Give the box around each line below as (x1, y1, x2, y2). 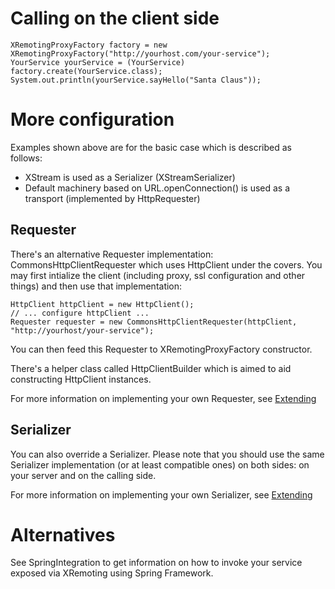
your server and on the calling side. (10, 469, 157, 481)
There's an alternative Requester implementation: (10, 248, 214, 260)
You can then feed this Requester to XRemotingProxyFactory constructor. (10, 343, 313, 355)
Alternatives (10, 523, 116, 546)
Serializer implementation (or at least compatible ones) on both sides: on (10, 458, 310, 471)
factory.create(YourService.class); (10, 66, 163, 76)
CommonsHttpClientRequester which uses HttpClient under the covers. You (10, 258, 323, 271)
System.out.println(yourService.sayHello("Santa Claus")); (10, 75, 262, 85)
